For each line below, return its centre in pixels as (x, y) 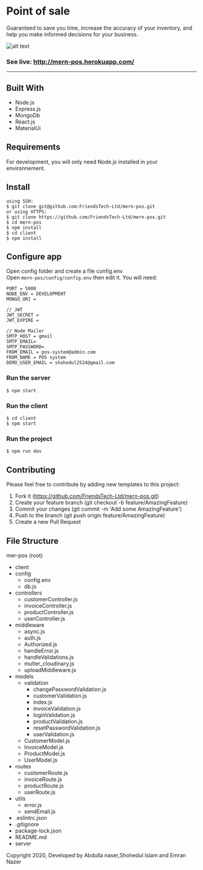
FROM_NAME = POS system (36, 358)
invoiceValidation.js (57, 708)
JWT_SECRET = (23, 315)
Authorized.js (40, 644)
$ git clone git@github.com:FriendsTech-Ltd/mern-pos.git (81, 206)
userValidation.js (53, 734)
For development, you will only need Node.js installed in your (82, 162)
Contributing (31, 470)
